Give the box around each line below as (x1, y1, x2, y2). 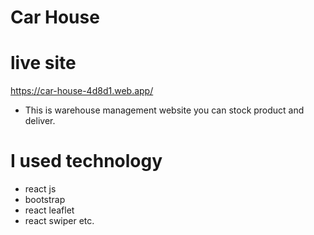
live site (10, 52, 77, 75)
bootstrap (24, 194, 66, 206)
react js (24, 183, 57, 195)
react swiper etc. (24, 215, 95, 227)
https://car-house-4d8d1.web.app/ (10, 85, 154, 97)
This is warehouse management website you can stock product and (24, 104, 305, 116)
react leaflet (24, 204, 75, 216)
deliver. (24, 115, 56, 127)
